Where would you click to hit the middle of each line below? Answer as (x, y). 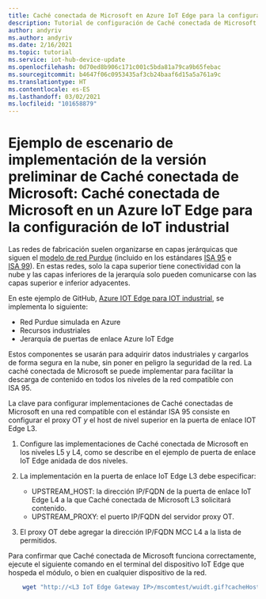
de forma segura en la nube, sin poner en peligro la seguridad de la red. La (130, 363)
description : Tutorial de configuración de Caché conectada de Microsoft (133, 23)
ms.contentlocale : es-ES (49, 89)
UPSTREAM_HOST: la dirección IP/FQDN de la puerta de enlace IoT (141, 491)
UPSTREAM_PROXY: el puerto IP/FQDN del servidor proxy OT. (133, 517)
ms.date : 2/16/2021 (40, 45)
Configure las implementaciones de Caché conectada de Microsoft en (134, 444)
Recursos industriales (55, 330)
